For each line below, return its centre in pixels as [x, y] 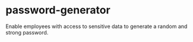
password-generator [58, 10]
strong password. [27, 32]
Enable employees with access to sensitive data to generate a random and [96, 26]
